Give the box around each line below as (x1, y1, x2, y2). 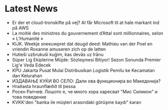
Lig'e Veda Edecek (12, 62, 51, 68)
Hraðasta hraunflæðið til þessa (12, 83, 76, 89)
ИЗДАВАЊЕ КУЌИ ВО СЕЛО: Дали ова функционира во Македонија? (12, 78, 161, 84)
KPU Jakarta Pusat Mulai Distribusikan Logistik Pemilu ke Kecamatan (12, 67, 155, 73)
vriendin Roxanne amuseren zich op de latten (12, 46, 106, 52)
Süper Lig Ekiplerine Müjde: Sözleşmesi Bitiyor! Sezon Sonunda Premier (12, 56, 161, 62)
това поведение (12, 93, 47, 100)
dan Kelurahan (12, 72, 42, 78)
